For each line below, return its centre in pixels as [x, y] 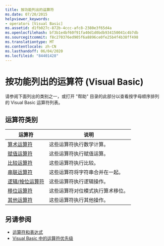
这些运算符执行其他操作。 [79, 200]
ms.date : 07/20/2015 [27, 14]
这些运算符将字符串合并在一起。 [86, 172]
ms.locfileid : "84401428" [32, 56]
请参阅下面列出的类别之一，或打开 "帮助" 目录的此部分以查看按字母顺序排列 [82, 97]
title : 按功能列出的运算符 [30, 10]
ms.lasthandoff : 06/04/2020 [34, 51]
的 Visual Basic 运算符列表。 [34, 102]
